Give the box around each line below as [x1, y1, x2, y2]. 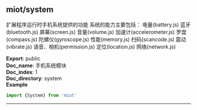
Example [6, 81, 28, 88]
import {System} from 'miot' [6, 92, 77, 98]
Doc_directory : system [6, 75, 62, 82]
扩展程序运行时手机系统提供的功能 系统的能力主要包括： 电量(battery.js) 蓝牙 [6, 21, 191, 28]
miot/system [6, 5, 54, 15]
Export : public [6, 55, 41, 62]
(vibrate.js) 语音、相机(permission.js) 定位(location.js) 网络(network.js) [6, 43, 176, 50]
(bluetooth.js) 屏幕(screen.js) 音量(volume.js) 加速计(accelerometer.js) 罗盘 [6, 28, 186, 35]
